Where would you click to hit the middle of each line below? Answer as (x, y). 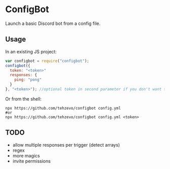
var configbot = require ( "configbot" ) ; (47, 61)
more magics (26, 155)
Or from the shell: (24, 99)
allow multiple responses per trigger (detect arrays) (66, 145)
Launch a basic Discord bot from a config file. (53, 23)
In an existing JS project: (31, 51)
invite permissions (32, 161)
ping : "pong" (28, 80)
